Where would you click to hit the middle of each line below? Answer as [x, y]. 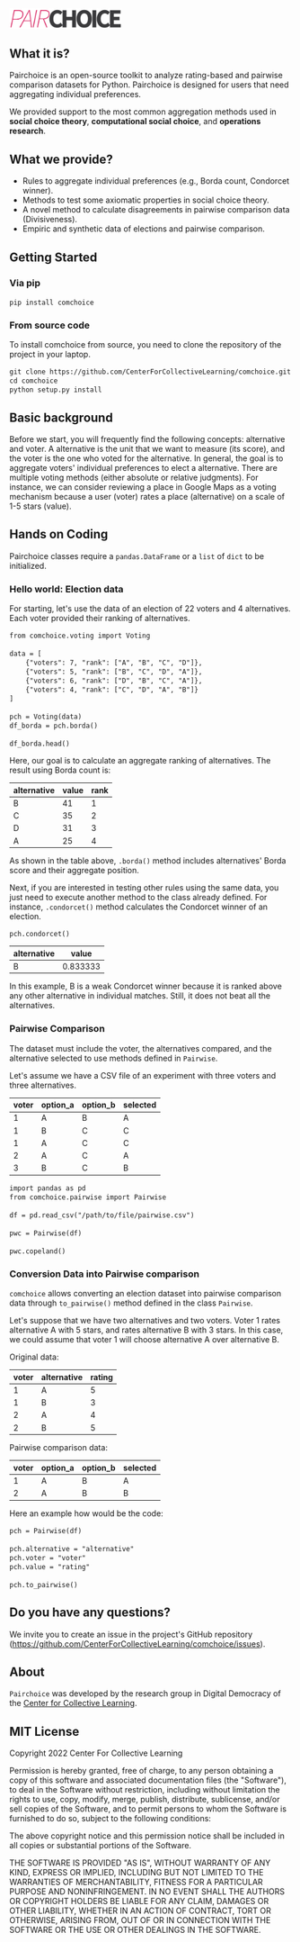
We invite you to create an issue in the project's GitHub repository [131, 1634]
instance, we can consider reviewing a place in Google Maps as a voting [143, 487]
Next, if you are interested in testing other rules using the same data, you [144, 888]
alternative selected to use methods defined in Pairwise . [114, 1058]
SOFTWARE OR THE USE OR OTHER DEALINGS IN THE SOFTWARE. [135, 1930]
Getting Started [53, 257]
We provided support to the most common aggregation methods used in [143, 112]
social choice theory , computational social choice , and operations [135, 122]
